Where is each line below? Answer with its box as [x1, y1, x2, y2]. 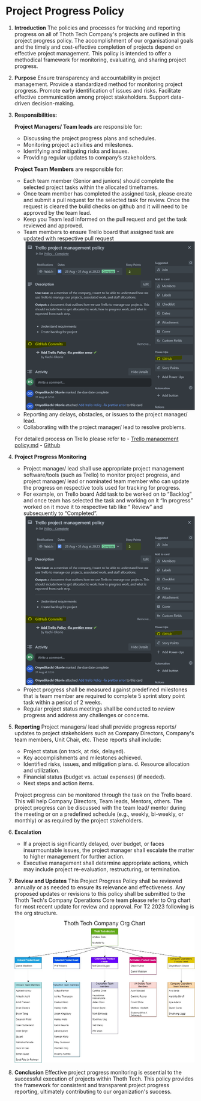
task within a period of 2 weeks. [23, 699, 103, 706]
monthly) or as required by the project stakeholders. [14, 816, 143, 824]
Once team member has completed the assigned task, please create [23, 190, 193, 197]
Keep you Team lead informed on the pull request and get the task [23, 215, 187, 223]
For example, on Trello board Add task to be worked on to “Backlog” [23, 490, 192, 498]
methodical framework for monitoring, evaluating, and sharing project [14, 56, 187, 63]
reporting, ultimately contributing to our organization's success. [14, 1088, 172, 1096]
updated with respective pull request [23, 235, 115, 242]
